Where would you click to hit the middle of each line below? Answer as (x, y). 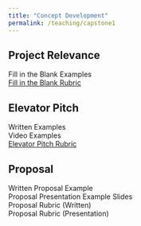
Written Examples (37, 127)
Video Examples (35, 135)
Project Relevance (55, 55)
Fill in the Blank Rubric (45, 83)
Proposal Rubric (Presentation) (59, 213)
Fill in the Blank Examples (50, 74)
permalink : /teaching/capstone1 (62, 23)
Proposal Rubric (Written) (50, 205)
